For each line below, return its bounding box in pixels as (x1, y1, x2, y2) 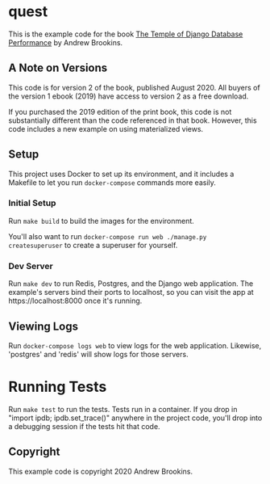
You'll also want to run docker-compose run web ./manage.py (8, 231, 207, 241)
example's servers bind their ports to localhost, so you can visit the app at (8, 288, 254, 297)
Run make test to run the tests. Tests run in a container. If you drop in (8, 404, 238, 414)
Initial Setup (8, 197, 56, 208)
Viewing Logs (8, 319, 79, 333)
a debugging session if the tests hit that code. (8, 421, 160, 431)
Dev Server (8, 260, 54, 271)
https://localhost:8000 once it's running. (8, 296, 143, 305)
